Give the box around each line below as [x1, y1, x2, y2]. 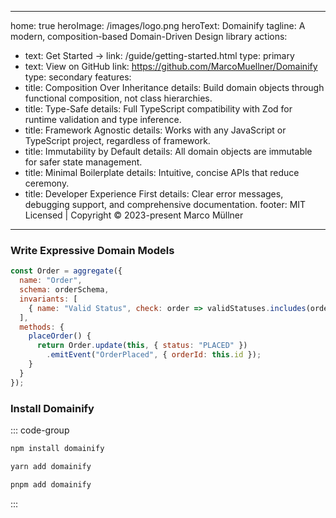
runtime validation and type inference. [24, 114, 182, 125]
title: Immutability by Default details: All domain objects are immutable [24, 146, 313, 157]
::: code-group [10, 424, 70, 436]
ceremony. [24, 177, 70, 189]
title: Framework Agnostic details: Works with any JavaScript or [24, 124, 287, 136]
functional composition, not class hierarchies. [24, 92, 213, 104]
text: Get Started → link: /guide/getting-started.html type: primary [24, 50, 295, 61]
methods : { [19, 322, 65, 332]
